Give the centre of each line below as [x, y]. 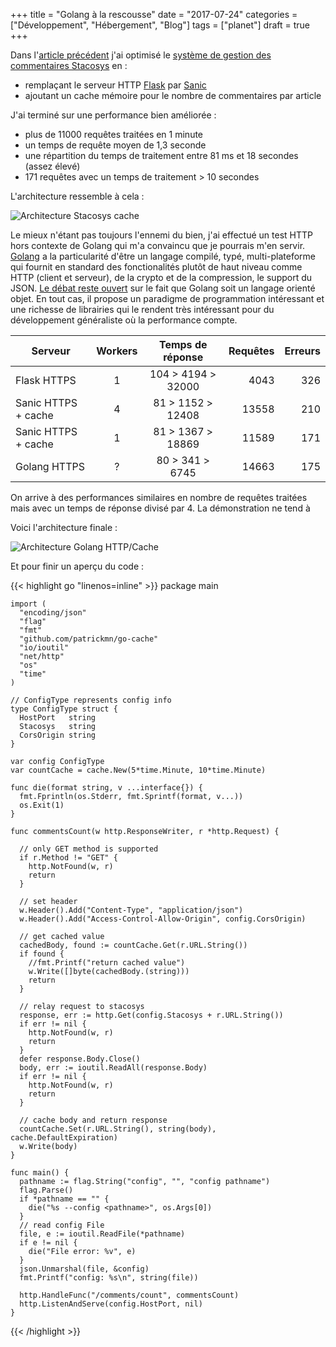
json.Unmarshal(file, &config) [84, 1269]
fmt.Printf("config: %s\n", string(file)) [109, 1278]
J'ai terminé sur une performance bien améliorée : [113, 115]
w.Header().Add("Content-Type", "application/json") [131, 910]
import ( [28, 604]
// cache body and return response [93, 1120]
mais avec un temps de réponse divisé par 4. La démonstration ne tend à [160, 508]
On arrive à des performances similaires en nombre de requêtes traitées [159, 497]
